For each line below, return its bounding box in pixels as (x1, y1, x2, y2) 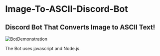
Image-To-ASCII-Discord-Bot (5, 3, 128, 15)
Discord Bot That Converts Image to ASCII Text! (5, 23, 156, 31)
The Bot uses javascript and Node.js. (5, 46, 81, 51)
